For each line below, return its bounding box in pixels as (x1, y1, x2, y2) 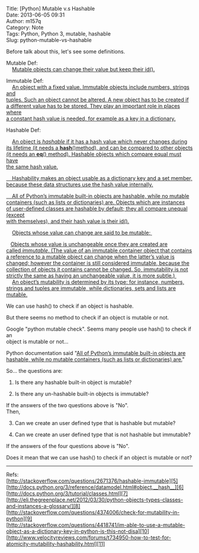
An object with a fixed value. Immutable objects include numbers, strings (11, 84, 190, 91)
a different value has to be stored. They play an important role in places (6, 103, 181, 109)
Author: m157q (6, 18, 41, 24)
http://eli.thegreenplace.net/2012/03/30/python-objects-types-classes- (8, 496, 184, 503)
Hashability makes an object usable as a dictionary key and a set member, (11, 175, 192, 181)
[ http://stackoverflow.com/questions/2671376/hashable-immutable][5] (6, 477, 178, 484)
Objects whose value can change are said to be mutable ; (11, 229, 151, 236)
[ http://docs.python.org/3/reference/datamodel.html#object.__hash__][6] (6, 484, 184, 491)
